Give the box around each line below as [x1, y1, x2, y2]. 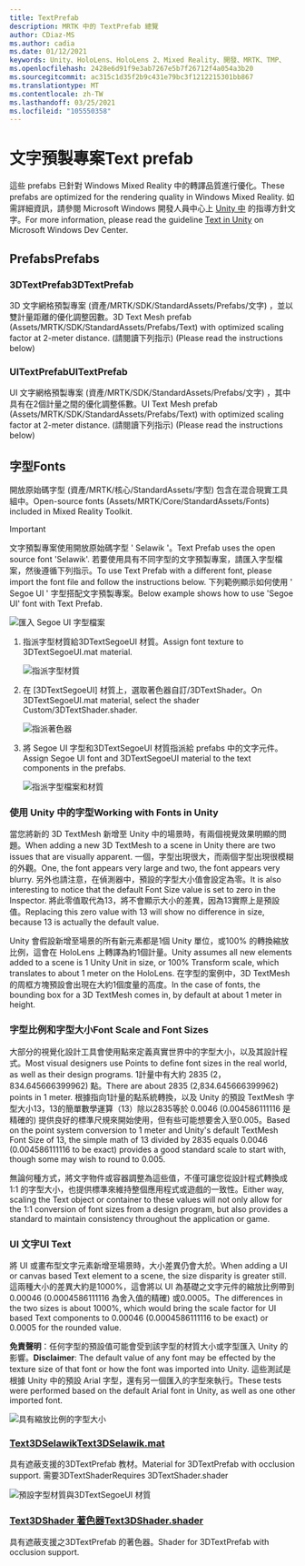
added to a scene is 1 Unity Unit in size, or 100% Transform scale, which [9, 957, 280, 968]
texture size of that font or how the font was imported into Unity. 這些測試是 [9, 1363, 292, 1374]
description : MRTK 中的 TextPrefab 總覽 [9, 22, 159, 31]
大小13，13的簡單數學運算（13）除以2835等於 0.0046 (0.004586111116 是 [16, 1103, 291, 1114]
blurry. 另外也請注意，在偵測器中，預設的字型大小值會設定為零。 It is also [9, 874, 281, 885]
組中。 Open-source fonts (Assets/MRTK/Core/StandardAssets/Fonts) [9, 495, 270, 506]
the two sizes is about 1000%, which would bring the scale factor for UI [9, 1302, 277, 1313]
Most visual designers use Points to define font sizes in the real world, [25, 1057, 288, 1068]
